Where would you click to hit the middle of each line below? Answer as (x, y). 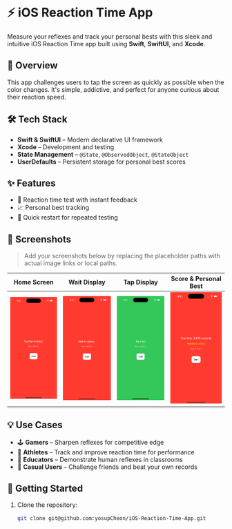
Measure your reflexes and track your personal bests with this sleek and (110, 36)
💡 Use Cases (35, 425)
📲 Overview (32, 66)
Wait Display (87, 282)
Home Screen (33, 282)
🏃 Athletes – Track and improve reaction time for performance (106, 452)
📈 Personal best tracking (53, 208)
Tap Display (141, 282)
